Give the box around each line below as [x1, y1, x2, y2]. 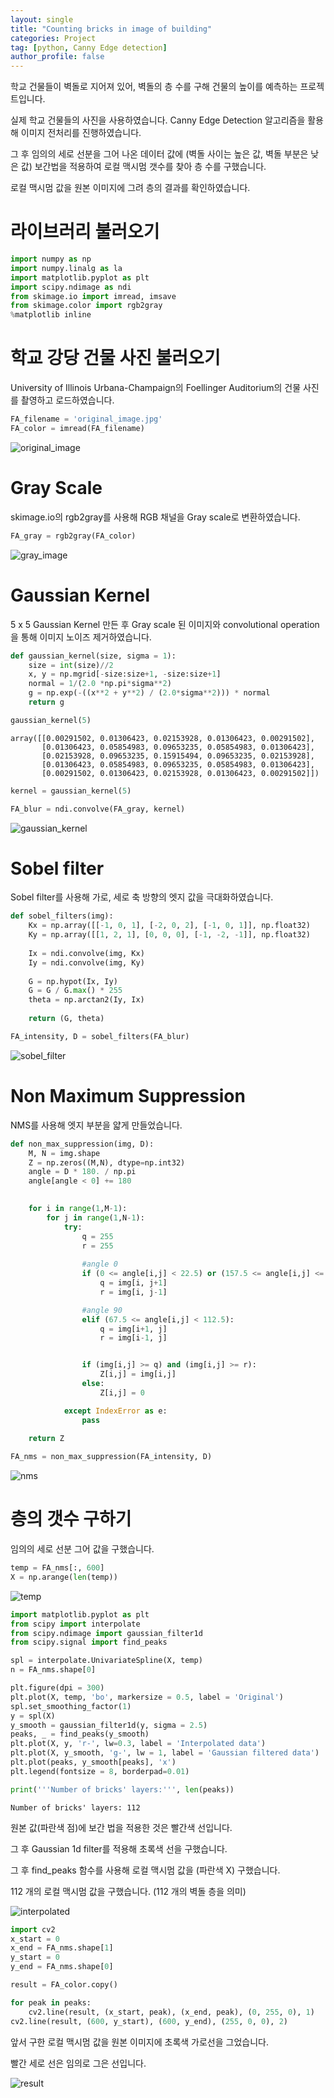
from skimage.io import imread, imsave [10, 291, 177, 301]
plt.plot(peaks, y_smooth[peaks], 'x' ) [10, 1757, 177, 1768]
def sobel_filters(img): [10, 911, 114, 921]
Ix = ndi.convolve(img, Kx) [28, 948, 145, 958]
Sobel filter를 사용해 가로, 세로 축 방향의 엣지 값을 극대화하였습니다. [10, 891, 274, 903]
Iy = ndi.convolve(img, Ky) [28, 957, 145, 968]
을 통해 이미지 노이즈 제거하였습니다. [10, 631, 152, 643]
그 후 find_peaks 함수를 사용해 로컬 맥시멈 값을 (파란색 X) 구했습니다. [10, 1864, 281, 1876]
